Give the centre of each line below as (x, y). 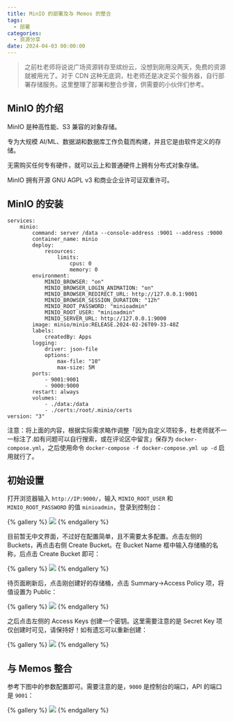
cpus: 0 (80, 263)
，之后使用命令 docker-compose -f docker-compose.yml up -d (129, 447)
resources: (60, 251)
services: (22, 221)
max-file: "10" (79, 361)
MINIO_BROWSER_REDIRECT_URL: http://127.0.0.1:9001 (121, 294)
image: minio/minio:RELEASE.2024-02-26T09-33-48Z (106, 325)
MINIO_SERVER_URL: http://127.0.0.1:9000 (106, 319)
